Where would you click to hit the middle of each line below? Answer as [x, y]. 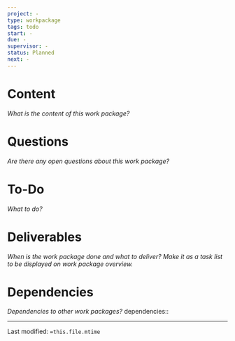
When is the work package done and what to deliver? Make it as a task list [115, 256]
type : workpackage [34, 20]
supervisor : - [28, 46]
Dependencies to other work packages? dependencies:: [88, 312]
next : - [19, 60]
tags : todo [23, 27]
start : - [20, 33]
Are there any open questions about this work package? [88, 161]
